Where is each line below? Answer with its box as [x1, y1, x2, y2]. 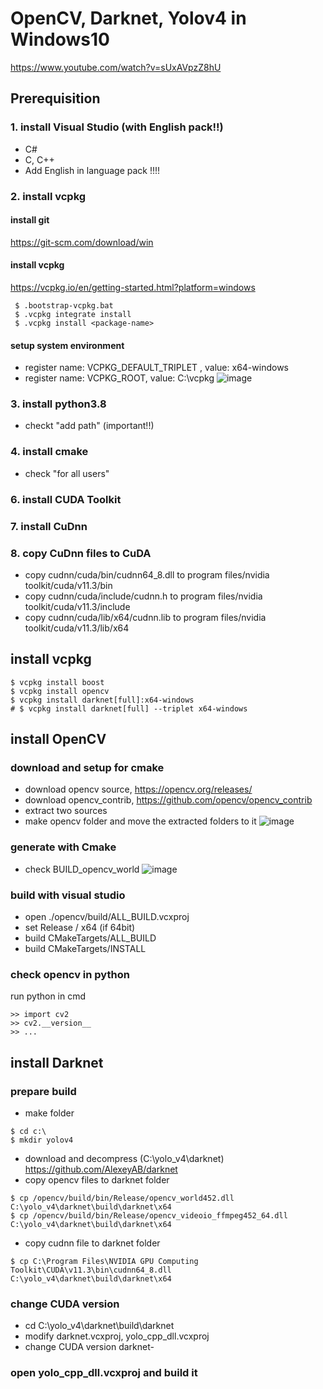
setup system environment [10, 339, 125, 351]
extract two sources [24, 805, 108, 817]
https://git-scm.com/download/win [10, 236, 154, 248]
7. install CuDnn [10, 519, 88, 533]
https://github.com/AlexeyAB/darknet [24, 1163, 178, 1175]
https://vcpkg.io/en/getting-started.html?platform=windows [10, 281, 256, 293]
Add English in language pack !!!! [24, 164, 161, 176]
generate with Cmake [10, 840, 117, 854]
